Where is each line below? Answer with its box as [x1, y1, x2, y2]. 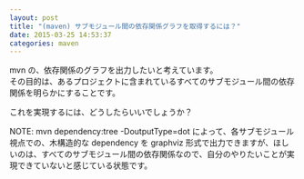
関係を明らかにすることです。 [9, 87, 121, 98]
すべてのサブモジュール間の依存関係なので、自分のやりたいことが [40, 149, 287, 160]
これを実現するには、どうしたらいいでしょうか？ [9, 106, 193, 118]
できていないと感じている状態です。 [16, 160, 153, 171]
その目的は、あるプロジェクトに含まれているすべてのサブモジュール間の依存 [9, 76, 296, 87]
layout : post [9, 13, 59, 23]
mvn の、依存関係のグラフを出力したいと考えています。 [9, 65, 218, 75]
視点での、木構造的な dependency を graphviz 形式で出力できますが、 [9, 137, 274, 148]
